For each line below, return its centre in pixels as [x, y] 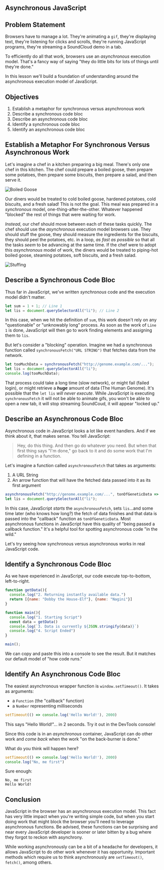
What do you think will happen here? [42, 748]
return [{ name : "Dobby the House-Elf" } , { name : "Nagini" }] [71, 599]
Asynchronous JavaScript [46, 8]
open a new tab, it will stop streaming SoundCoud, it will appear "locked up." [82, 404]
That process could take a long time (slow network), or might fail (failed [77, 383]
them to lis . [17, 335]
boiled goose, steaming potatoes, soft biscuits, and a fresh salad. [71, 255]
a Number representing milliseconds [47, 706]
